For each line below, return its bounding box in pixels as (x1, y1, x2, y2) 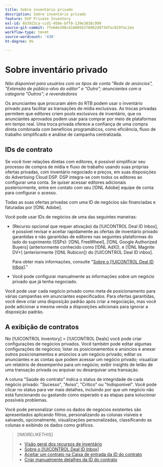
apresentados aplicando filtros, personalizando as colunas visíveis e (5, 412, 143, 418)
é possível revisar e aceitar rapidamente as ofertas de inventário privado (12, 228, 158, 234)
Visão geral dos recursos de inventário (24, 441, 102, 447)
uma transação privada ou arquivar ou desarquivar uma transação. (5, 367, 139, 373)
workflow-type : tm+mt (5, 30, 49, 35)
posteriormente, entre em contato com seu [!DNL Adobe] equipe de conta (5, 184, 154, 191)
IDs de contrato (5, 146, 53, 154)
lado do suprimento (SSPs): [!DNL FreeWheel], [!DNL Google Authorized (12, 239, 158, 245)
